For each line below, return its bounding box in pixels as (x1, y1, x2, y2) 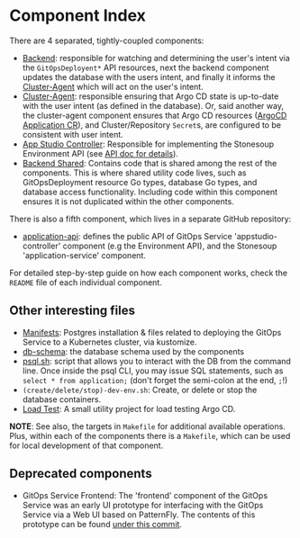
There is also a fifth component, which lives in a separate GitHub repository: (9, 213, 292, 224)
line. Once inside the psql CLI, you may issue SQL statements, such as (22, 365, 284, 376)
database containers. (22, 393, 102, 405)
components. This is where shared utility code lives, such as (22, 167, 247, 178)
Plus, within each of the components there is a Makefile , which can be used (9, 430, 291, 441)
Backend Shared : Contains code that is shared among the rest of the (22, 157, 277, 168)
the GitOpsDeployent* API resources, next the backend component (22, 62, 269, 73)
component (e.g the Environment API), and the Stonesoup (62, 240, 277, 251)
